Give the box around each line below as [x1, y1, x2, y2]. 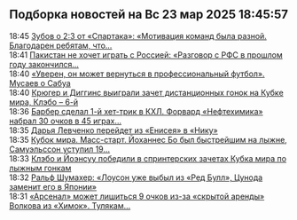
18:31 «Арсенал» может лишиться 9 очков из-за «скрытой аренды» [9, 191, 265, 201]
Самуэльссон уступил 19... [9, 144, 111, 154]
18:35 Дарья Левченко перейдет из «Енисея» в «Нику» [9, 124, 219, 136]
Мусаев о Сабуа [9, 77, 71, 88]
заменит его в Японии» [9, 181, 98, 192]
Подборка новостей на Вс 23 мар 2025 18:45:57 [9, 7, 289, 22]
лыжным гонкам [9, 162, 72, 173]
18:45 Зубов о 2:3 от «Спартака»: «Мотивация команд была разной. [9, 30, 268, 41]
